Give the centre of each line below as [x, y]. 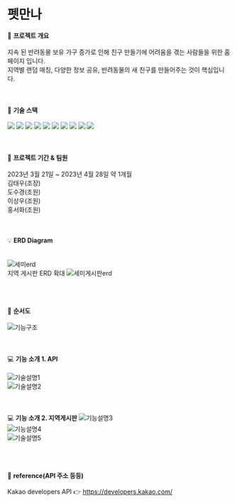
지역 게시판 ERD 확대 [36, 273]
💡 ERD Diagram [30, 240]
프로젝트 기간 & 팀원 [40, 158]
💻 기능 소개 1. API [33, 359]
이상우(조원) [24, 200]
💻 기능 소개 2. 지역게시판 [43, 418]
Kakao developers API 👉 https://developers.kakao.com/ [90, 492]
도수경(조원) [24, 192]
